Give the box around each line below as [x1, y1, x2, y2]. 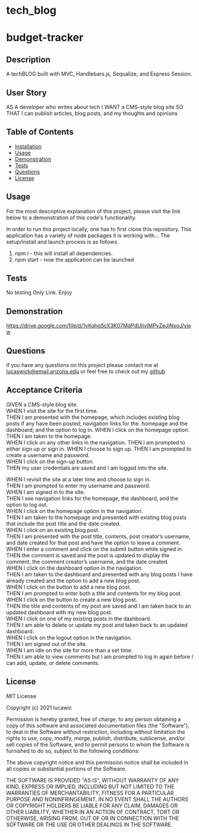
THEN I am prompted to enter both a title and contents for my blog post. [6, 589, 182, 596]
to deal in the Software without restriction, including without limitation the [6, 728, 185, 735]
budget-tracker [6, 31, 84, 45]
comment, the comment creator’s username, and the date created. [6, 558, 169, 565]
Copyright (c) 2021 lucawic [6, 704, 72, 711]
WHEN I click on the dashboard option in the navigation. [6, 564, 143, 571]
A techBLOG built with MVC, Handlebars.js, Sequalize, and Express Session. [6, 70, 192, 77]
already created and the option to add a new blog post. [6, 577, 141, 584]
